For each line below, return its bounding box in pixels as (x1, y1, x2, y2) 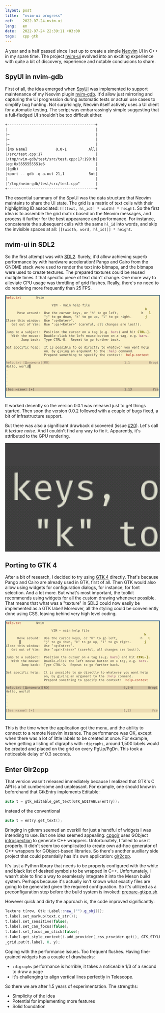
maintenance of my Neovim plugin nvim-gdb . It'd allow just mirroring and (5, 91, 153, 97)
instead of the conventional (5, 808, 60, 814)
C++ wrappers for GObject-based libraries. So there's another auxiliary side (5, 848, 159, 854)
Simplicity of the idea (12, 993, 55, 999)
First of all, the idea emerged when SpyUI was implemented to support (5, 86, 148, 92)
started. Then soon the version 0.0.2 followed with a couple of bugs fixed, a (5, 408, 159, 414)
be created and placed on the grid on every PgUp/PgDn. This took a (5, 746, 143, 752)
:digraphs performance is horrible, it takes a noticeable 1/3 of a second (12, 963, 157, 969)
